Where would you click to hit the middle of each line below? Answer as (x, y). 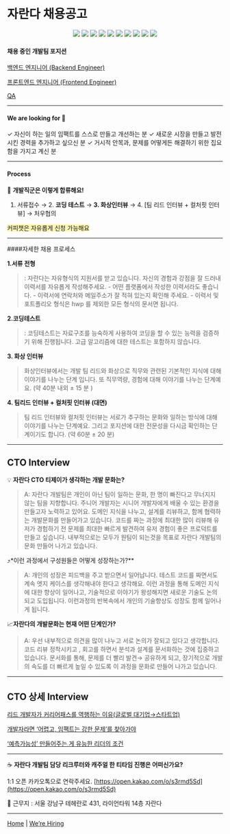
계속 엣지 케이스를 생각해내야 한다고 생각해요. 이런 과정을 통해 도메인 (115, 583)
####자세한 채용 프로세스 (41, 248)
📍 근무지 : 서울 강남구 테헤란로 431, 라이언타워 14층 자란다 (85, 803)
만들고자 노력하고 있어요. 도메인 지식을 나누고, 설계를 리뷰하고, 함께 (113, 511)
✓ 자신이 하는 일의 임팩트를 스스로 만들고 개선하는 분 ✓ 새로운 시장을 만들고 (108, 134)
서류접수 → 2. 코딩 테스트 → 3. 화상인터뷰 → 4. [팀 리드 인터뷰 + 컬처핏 (112, 205)
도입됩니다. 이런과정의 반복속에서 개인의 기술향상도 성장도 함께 (120, 601)
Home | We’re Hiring (36, 824)
